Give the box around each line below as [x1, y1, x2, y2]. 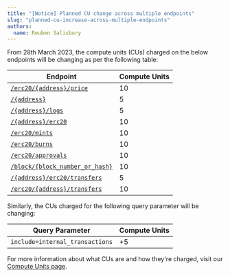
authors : [7, 23, 32, 30]
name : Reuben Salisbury [13, 29, 81, 37]
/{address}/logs [10, 107, 64, 114]
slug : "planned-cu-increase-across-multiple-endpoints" [7, 17, 170, 23]
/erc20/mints [10, 129, 54, 137]
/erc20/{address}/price [10, 84, 89, 92]
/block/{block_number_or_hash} [10, 163, 113, 171]
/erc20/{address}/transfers [10, 185, 102, 193]
